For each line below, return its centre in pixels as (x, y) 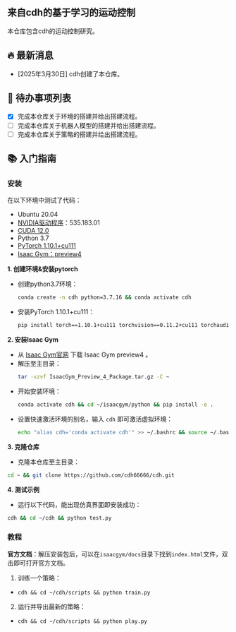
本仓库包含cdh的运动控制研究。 (53, 31)
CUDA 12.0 (33, 231)
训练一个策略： (39, 578)
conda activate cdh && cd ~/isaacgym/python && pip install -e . (115, 405)
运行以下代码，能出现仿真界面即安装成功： (79, 504)
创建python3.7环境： (48, 284)
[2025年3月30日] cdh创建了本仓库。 (70, 73)
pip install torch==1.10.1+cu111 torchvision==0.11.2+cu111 (107, 326)
